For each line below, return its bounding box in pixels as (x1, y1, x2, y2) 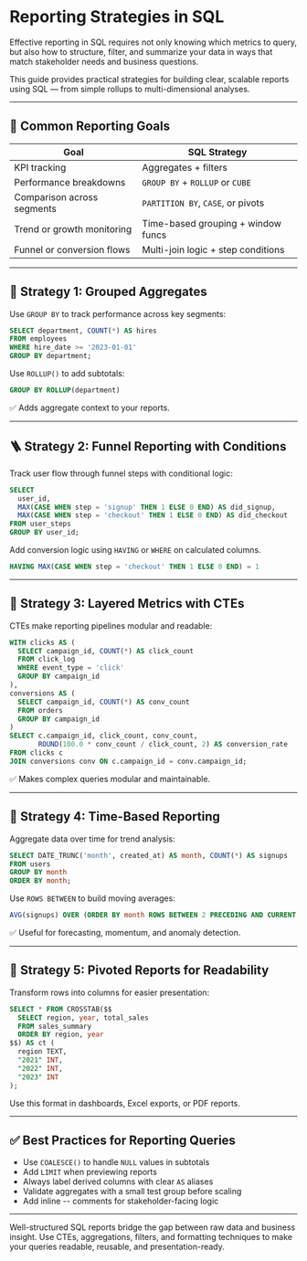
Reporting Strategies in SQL (9, 6, 225, 27)
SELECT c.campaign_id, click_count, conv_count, (9, 731, 198, 741)
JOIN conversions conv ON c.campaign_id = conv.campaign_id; (9, 757, 248, 766)
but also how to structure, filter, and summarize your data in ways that (9, 46, 273, 57)
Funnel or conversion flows (14, 243, 131, 256)
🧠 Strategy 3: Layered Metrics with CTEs (9, 596, 245, 611)
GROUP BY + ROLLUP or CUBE (142, 175, 251, 188)
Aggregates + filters (142, 161, 228, 174)
